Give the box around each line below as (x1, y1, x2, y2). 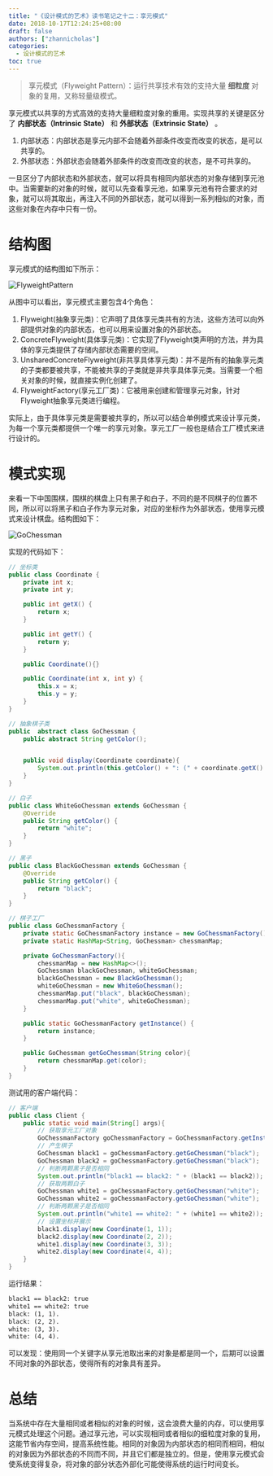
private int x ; (23, 578, 75, 586)
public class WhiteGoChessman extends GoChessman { (8, 801, 187, 810)
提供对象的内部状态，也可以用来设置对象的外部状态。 (27, 324, 206, 334)
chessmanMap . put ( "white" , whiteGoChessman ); (37, 996, 191, 1005)
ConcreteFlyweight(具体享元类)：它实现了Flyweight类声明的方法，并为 (19, 335, 258, 344)
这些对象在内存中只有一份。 (8, 204, 102, 213)
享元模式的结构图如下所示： (8, 264, 102, 274)
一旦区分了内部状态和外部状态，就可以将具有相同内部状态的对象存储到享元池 (8, 173, 265, 183)
